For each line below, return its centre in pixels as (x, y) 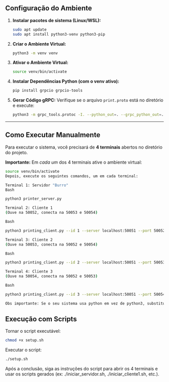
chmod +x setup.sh (24, 340)
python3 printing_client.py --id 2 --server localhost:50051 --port (78, 263)
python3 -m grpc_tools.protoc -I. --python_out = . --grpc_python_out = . (88, 115)
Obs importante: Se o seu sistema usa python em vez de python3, (75, 303)
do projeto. (17, 152)
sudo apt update (29, 30)
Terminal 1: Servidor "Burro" (37, 185)
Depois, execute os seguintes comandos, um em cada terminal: (72, 176)
